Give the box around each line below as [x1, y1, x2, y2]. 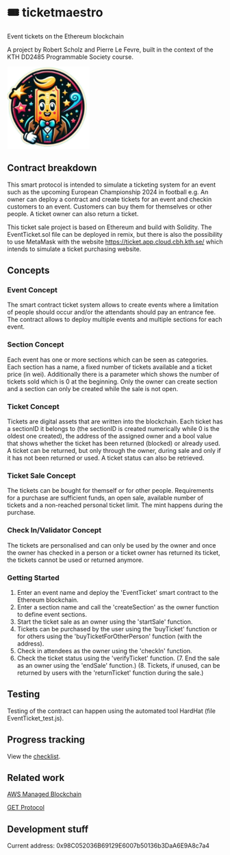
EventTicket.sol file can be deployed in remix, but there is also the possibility [7, 230, 223, 238]
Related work [7, 772, 65, 784]
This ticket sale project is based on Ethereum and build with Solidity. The [7, 223, 212, 231]
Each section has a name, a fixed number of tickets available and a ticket [7, 362, 212, 371]
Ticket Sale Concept [7, 471, 76, 480]
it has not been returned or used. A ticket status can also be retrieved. [7, 454, 205, 462]
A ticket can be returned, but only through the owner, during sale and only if [7, 447, 221, 455]
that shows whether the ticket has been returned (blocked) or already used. [7, 439, 220, 447]
